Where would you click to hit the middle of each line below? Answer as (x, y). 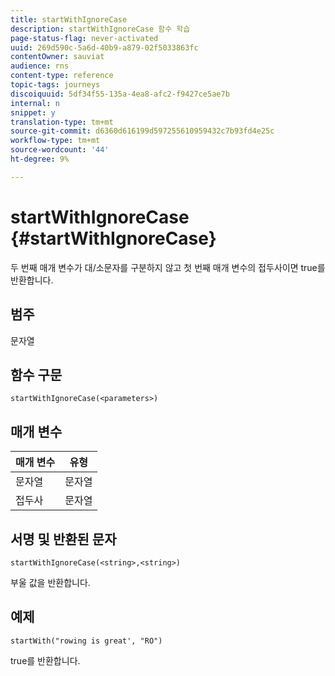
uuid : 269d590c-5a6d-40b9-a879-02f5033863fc (104, 47)
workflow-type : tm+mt (55, 141)
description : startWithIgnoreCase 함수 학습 (100, 29)
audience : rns (40, 66)
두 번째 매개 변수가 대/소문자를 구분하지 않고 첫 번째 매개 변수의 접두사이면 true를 (168, 267)
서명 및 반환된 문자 (63, 539)
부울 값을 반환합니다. (50, 582)
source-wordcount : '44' (60, 150)
